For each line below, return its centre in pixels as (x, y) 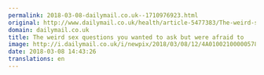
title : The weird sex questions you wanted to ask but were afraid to (126, 37)
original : (24, 23)
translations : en (37, 59)
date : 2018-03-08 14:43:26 (52, 52)
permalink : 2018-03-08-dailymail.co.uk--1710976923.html (103, 15)
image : (19, 45)
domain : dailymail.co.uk (49, 30)
